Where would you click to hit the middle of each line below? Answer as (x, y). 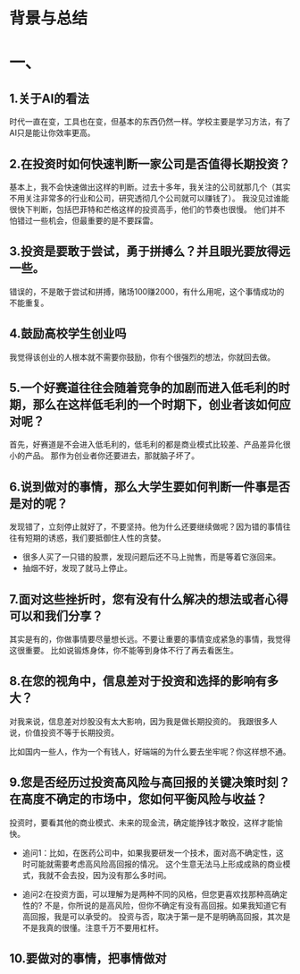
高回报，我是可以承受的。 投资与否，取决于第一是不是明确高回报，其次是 (156, 916)
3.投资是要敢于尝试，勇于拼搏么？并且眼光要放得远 (150, 252)
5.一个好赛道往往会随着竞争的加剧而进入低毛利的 (144, 388)
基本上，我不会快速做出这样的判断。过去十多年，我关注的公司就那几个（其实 (150, 187)
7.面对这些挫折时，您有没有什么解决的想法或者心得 (149, 599)
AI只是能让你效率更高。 (52, 133)
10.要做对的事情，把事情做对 (88, 959)
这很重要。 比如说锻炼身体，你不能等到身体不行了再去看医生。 (124, 651)
